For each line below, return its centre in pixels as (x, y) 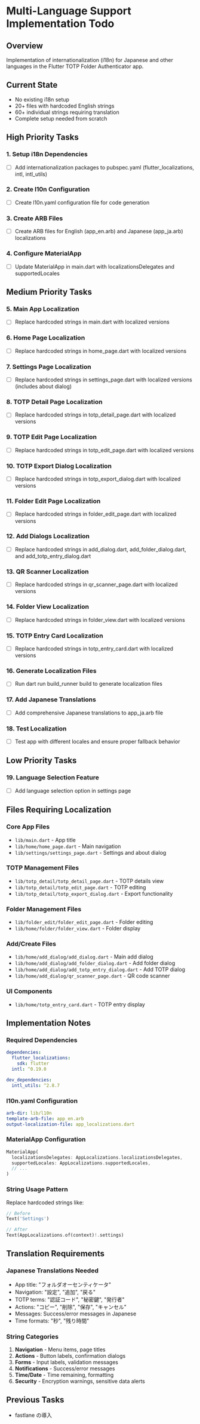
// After (17, 1230)
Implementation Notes (49, 1023)
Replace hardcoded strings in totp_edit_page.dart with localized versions (104, 450)
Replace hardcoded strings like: (45, 1202)
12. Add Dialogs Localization (48, 537)
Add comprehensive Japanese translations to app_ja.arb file (89, 713)
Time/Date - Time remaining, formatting (64, 1375)
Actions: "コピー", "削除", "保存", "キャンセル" (71, 1307)
